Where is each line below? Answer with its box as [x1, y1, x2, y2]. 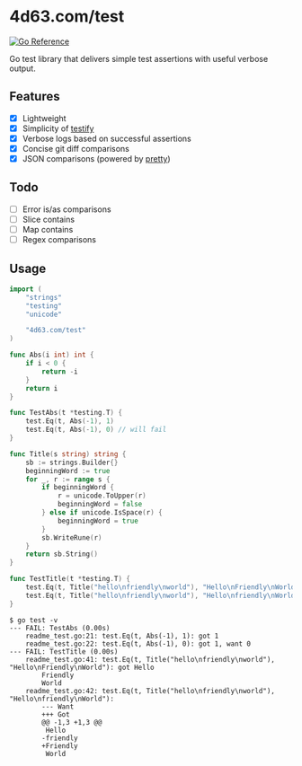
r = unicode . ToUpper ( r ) [57, 491, 147, 500]
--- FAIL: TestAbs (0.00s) [9, 623, 111, 632]
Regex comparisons [22, 234, 97, 245]
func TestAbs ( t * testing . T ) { [9, 409, 123, 418]
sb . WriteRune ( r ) [41, 533, 102, 542]
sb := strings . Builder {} [25, 458, 119, 467]
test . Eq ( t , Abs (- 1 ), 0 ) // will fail [25, 425, 167, 435]
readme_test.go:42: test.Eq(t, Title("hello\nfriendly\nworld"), [25, 686, 276, 695]
